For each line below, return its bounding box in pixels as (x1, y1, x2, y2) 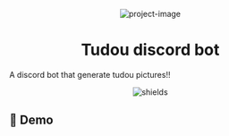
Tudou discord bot (81, 40, 220, 60)
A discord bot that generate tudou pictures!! (9, 69, 171, 80)
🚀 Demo (9, 113, 54, 128)
